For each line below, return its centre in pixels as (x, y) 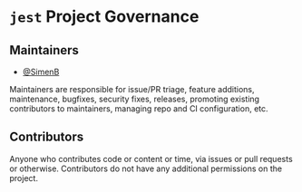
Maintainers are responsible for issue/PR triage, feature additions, (132, 89)
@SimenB (41, 72)
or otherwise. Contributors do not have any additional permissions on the (146, 168)
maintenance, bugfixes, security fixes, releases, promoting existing (135, 99)
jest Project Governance (104, 17)
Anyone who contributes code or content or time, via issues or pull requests (151, 158)
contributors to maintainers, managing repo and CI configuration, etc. (139, 109)
